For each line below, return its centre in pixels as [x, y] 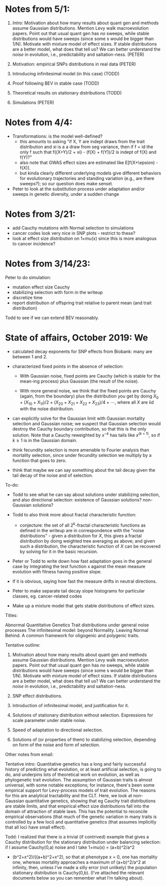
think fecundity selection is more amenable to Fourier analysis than [81, 450]
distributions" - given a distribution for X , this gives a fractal [81, 536]
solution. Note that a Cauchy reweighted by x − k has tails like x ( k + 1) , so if [86, 435]
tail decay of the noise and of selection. [53, 475]
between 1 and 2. [30, 357]
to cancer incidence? [34, 243]
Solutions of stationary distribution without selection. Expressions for [83, 715]
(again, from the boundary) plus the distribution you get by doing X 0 [89, 396]
